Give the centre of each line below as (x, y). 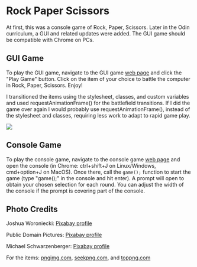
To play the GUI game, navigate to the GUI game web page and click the (94, 73)
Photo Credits (32, 209)
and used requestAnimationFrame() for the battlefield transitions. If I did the (98, 103)
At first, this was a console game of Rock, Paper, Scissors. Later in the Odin (98, 27)
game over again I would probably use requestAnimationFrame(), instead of (98, 109)
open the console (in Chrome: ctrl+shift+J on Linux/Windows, (81, 165)
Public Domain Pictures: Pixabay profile (54, 235)
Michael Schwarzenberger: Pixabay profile (58, 246)
